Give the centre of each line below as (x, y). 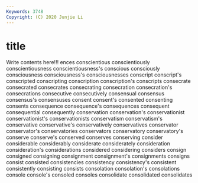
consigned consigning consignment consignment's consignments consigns (98, 156)
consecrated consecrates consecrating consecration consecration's (89, 87)
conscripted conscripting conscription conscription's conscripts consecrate (98, 81)
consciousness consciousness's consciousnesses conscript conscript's (94, 75)
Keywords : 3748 (25, 11)
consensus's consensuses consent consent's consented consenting (90, 100)
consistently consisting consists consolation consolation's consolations (93, 169)
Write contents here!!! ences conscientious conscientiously (78, 62)
